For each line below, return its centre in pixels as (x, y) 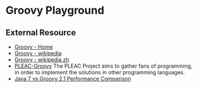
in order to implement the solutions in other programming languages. (99, 72)
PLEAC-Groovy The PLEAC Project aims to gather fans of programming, (103, 66)
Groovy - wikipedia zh (42, 60)
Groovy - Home (34, 47)
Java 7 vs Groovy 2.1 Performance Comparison (73, 79)
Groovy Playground (55, 10)
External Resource (41, 33)
